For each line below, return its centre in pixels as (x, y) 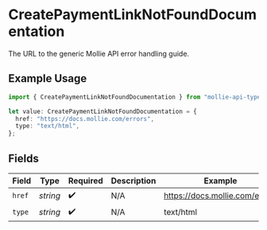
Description (133, 181)
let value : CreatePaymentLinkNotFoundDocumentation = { (103, 111)
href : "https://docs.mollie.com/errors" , (85, 119)
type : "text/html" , (48, 126)
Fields (24, 158)
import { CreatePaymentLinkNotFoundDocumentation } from (104, 97)
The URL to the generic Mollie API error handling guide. (99, 53)
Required (85, 181)
